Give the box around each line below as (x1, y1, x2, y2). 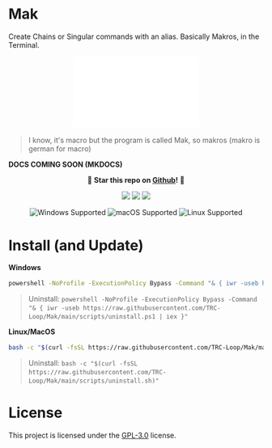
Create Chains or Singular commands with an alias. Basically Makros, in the (8, 32, 260, 41)
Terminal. (8, 40, 40, 49)
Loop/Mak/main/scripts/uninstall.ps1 (28, 313, 156, 321)
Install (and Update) (8, 236, 144, 255)
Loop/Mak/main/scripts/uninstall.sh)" (28, 377, 159, 385)
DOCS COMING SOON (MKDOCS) (8, 159, 123, 170)
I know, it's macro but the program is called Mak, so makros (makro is (28, 135, 261, 146)
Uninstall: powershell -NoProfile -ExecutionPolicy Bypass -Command (28, 294, 257, 304)
